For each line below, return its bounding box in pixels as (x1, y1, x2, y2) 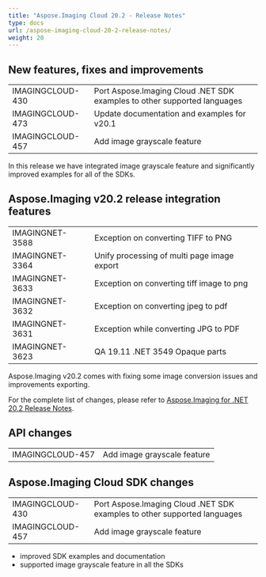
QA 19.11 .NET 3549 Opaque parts (94, 346, 227, 357)
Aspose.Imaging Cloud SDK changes (8, 476, 194, 489)
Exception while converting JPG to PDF (94, 323, 240, 334)
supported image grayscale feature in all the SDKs (19, 560, 184, 569)
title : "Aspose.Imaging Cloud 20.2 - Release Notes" (8, 11, 186, 20)
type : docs (8, 19, 44, 27)
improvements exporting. (8, 379, 90, 389)
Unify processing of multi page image (94, 250, 234, 261)
